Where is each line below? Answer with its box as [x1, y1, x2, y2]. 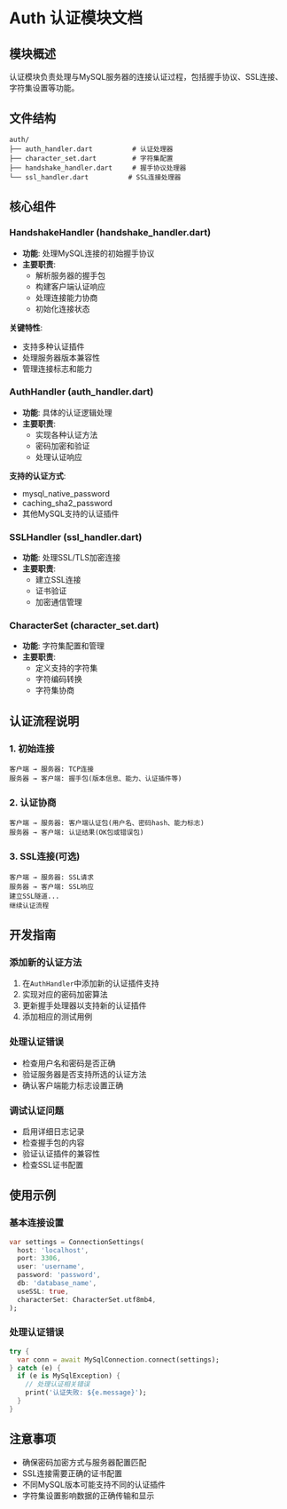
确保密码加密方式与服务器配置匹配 [21, 1457, 147, 1467]
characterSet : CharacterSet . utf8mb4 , [17, 1295, 157, 1304]
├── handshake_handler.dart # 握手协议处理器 [9, 163, 187, 172]
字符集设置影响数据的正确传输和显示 [21, 1489, 155, 1501]
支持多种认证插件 [21, 341, 85, 352]
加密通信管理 [35, 597, 82, 608]
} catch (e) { [9, 1363, 62, 1372]
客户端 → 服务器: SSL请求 [9, 872, 95, 882]
